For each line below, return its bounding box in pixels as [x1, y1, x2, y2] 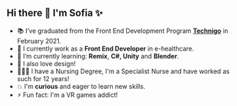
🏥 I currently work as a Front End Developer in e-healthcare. [16, 44, 194, 53]
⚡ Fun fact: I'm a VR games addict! [16, 90, 118, 99]
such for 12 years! [16, 74, 70, 83]
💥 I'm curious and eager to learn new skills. [16, 82, 146, 90]
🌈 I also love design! [16, 59, 76, 68]
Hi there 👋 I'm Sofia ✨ [6, 7, 104, 19]
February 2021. [16, 36, 62, 45]
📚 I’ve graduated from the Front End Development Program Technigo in [16, 26, 228, 35]
